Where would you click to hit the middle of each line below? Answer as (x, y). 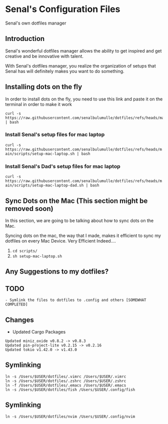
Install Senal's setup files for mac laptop (55, 134)
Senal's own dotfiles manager (36, 23)
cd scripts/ (25, 251)
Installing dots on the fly (44, 87)
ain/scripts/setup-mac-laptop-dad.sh (44, 185)
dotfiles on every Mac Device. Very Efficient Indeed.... (61, 240)
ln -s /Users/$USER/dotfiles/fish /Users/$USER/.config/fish (70, 389)
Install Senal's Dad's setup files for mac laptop (63, 166)
